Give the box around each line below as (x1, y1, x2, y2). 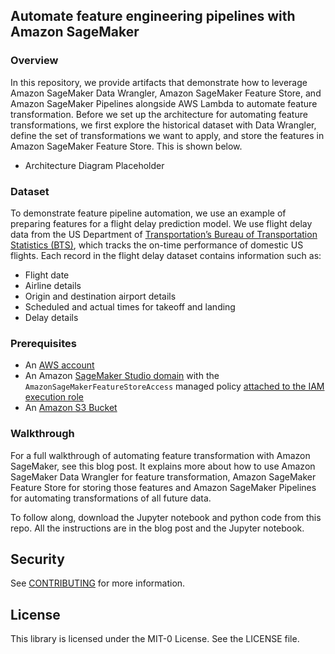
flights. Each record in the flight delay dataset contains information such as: (10, 249, 322, 261)
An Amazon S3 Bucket (24, 402, 118, 414)
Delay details (24, 311, 79, 323)
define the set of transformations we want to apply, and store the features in (10, 129, 325, 141)
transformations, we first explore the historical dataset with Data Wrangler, (10, 119, 317, 131)
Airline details (24, 279, 82, 291)
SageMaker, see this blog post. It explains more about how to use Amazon (10, 460, 316, 472)
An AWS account (24, 359, 95, 371)
